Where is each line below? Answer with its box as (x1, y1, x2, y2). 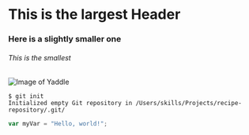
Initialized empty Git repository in (8, 100, 133, 108)
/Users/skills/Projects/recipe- (135, 100, 243, 108)
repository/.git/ (8, 106, 66, 115)
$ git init (8, 93, 44, 100)
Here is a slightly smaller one (8, 34, 122, 45)
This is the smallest (8, 53, 71, 62)
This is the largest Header (8, 5, 181, 24)
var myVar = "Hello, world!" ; (8, 120, 108, 128)
